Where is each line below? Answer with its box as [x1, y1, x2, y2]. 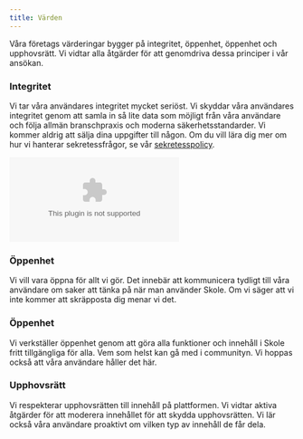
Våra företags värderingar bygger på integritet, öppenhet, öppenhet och [9, 38, 278, 49]
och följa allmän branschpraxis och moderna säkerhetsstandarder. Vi [9, 119, 266, 130]
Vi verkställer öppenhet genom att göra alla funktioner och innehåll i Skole [9, 337, 285, 348]
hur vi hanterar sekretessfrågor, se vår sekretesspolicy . [9, 138, 215, 149]
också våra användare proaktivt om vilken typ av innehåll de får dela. [9, 418, 267, 430]
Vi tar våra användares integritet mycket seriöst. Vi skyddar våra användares [9, 100, 294, 111]
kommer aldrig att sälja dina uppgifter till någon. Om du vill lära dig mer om [9, 129, 288, 140]
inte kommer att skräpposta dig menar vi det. [9, 294, 177, 305]
